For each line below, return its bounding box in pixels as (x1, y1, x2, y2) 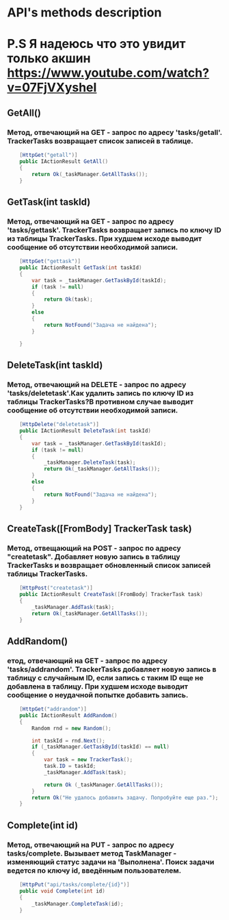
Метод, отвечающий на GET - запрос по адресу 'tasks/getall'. (7, 127, 222, 137)
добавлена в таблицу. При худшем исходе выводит (7, 682, 189, 691)
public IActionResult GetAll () (19, 158, 109, 165)
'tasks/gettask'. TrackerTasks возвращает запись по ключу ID (7, 225, 222, 234)
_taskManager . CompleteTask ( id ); (31, 900, 124, 907)
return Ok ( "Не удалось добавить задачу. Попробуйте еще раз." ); (31, 794, 219, 801)
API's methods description (7, 5, 162, 21)
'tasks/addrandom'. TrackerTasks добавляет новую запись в (7, 664, 217, 674)
